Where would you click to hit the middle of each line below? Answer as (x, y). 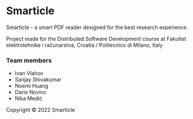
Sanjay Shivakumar (38, 80)
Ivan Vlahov (29, 73)
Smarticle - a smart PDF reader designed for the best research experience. (97, 27)
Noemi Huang (31, 86)
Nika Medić (28, 98)
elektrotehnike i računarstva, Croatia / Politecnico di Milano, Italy (85, 45)
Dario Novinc (31, 92)
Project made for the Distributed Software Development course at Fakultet (96, 38)
